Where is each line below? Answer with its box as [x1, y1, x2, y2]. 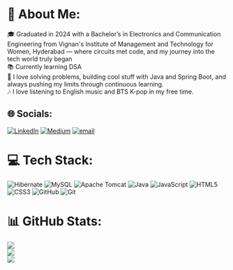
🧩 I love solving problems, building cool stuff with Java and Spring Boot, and [7, 73, 227, 81]
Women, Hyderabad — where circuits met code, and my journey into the [7, 47, 215, 55]
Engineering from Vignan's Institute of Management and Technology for [7, 40, 214, 48]
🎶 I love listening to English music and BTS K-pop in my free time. [7, 87, 194, 96]
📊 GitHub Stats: [7, 213, 103, 229]
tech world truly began [7, 54, 73, 63]
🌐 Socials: [7, 108, 53, 120]
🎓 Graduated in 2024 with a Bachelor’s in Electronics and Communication [7, 29, 221, 38]
